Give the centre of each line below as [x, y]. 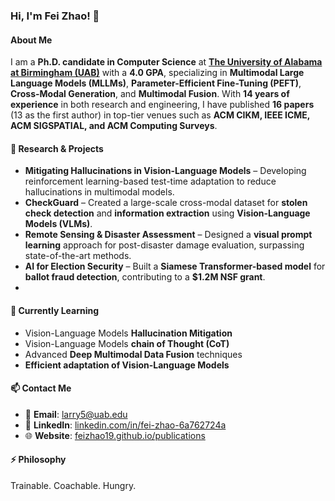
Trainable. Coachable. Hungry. [73, 485]
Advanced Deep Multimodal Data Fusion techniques [133, 354]
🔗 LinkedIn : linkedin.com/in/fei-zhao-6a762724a [125, 425]
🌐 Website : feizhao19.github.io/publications [115, 435]
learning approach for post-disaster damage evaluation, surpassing [164, 245]
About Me [31, 40]
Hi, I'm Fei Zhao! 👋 [55, 16]
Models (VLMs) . [58, 224]
